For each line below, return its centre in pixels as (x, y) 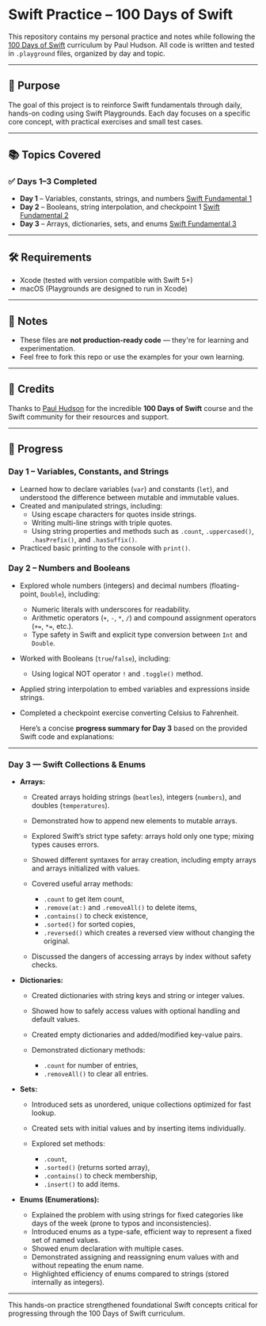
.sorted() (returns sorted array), (97, 1168)
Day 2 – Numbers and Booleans (69, 568)
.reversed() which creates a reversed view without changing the (149, 933)
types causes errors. (65, 844)
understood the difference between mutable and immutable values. (129, 497)
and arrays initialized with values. (86, 868)
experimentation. (47, 349)
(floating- (224, 585)
